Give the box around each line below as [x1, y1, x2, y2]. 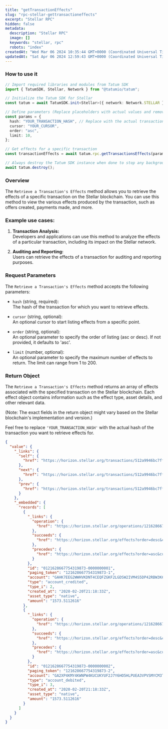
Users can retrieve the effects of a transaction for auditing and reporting [12, 254, 161, 260]
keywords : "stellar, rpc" [9, 40, 64, 45]
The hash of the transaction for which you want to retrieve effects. [12, 303, 149, 309]
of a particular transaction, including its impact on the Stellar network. [12, 239, 156, 245]
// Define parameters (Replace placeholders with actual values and [5, 110, 151, 115]
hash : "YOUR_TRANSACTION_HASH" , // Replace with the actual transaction [9, 119, 164, 124]
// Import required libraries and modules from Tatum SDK [5, 82, 128, 87]
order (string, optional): [12, 329, 61, 335]
